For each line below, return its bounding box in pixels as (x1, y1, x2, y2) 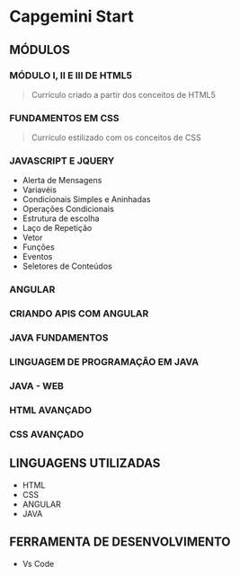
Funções (22, 242, 56, 253)
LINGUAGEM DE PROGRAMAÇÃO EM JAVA (9, 356, 200, 368)
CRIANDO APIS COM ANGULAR (9, 307, 149, 320)
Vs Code (22, 558, 55, 569)
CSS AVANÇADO (9, 428, 84, 440)
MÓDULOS (9, 42, 70, 58)
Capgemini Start (9, 6, 134, 27)
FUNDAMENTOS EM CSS (9, 111, 120, 124)
